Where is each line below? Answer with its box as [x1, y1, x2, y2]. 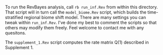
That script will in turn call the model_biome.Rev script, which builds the [5, 9, 146, 15]
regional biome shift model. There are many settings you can [24, 15, 146, 20]
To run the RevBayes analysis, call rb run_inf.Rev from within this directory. [5, 4, 158, 10]
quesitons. [5, 30, 26, 36]
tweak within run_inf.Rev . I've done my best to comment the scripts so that [5, 19, 157, 25]
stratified [5, 15, 23, 20]
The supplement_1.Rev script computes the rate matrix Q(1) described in [5, 39, 149, 45]
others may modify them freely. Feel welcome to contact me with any [5, 25, 144, 31]
